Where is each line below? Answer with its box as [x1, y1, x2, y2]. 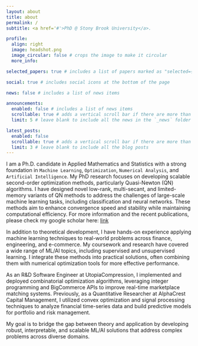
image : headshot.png [11, 47, 62, 53]
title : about [6, 14, 38, 20]
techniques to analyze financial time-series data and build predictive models [6, 303, 192, 310]
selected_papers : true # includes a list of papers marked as [6, 69, 162, 75]
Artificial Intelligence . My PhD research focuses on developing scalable [6, 173, 190, 180]
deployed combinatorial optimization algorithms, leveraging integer [6, 277, 169, 284]
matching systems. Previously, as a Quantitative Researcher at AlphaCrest [6, 290, 186, 298]
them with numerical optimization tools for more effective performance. [6, 260, 180, 267]
